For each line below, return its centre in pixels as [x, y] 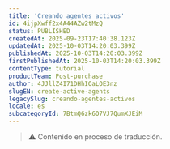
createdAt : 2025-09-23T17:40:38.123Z [72, 38]
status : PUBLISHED [39, 31]
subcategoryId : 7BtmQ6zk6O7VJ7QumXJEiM [76, 114]
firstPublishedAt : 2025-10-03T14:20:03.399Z [85, 62]
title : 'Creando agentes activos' [67, 16]
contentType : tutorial [47, 69]
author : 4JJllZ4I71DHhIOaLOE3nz [63, 83]
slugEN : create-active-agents [59, 91]
